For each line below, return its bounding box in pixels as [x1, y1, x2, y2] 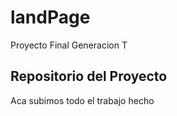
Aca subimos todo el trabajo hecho [10, 94, 155, 106]
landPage [10, 6, 91, 29]
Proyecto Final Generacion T [10, 39, 128, 51]
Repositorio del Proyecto [10, 68, 168, 85]
